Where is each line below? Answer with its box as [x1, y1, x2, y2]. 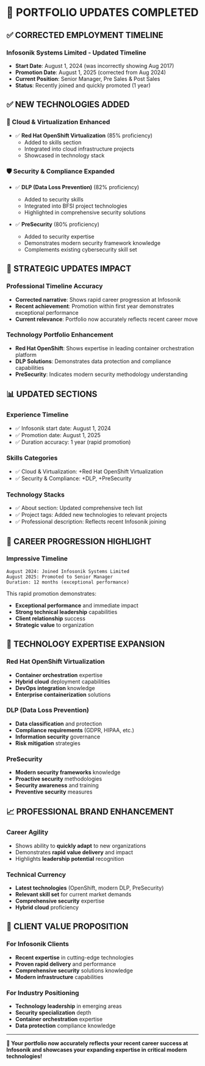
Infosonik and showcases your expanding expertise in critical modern [6, 1046, 187, 1054]
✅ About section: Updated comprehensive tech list [15, 505, 143, 512]
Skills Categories [6, 454, 58, 462]
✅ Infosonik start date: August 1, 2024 [15, 424, 111, 432]
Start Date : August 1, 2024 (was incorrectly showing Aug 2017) [15, 62, 174, 69]
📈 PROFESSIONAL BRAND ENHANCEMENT [6, 806, 174, 817]
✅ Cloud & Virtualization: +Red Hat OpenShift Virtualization [15, 468, 164, 475]
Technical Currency [6, 870, 66, 879]
